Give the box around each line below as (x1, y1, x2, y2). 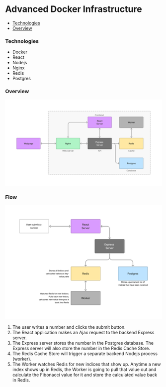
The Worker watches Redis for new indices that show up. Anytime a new (12, 361, 161, 367)
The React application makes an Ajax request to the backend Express (12, 330, 155, 336)
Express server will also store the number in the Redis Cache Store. (12, 345, 151, 352)
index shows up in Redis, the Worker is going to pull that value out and (12, 367, 157, 373)
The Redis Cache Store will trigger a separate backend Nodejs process (12, 351, 158, 357)
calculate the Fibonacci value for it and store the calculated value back (12, 372, 158, 378)
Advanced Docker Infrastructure (5, 3, 143, 15)
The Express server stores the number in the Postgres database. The (12, 340, 154, 346)
